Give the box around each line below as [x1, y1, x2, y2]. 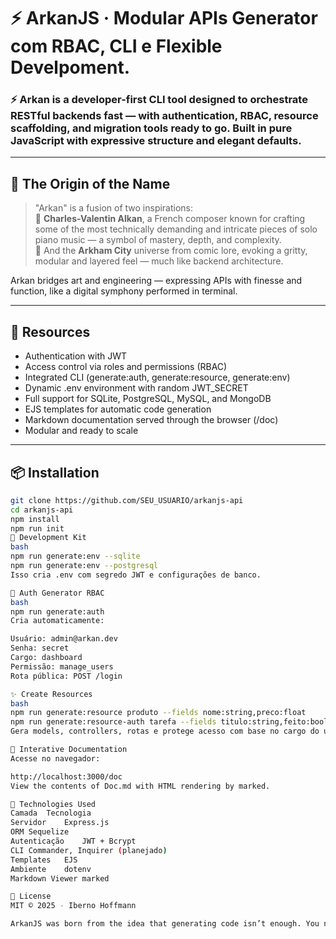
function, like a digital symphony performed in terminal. [10, 285, 238, 297]
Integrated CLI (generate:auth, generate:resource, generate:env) [24, 371, 291, 384]
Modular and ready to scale [24, 425, 139, 437]
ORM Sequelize [10, 827, 70, 837]
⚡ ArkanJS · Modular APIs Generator [10, 7, 318, 30]
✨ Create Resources [10, 689, 93, 699]
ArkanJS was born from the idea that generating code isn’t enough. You [10, 919, 320, 929]
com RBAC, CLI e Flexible [10, 35, 223, 58]
